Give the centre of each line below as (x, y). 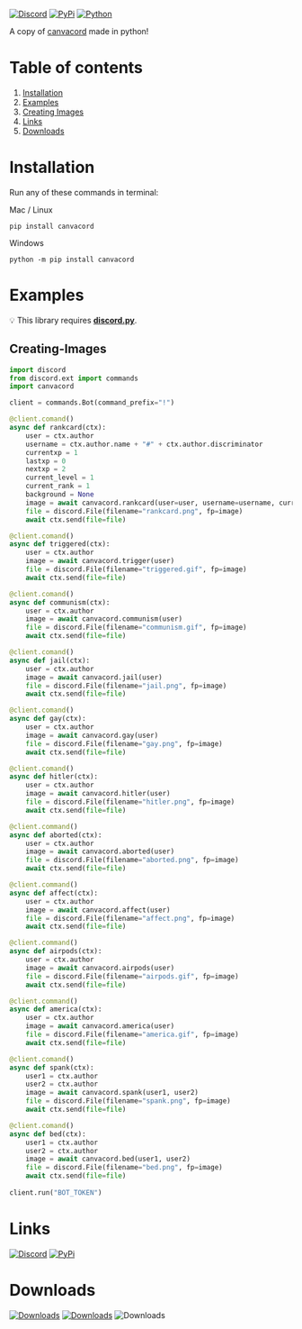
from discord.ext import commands (74, 378)
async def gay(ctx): (48, 719)
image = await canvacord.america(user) (100, 1026)
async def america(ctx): (56, 1009)
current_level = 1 (60, 478)
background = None (60, 495)
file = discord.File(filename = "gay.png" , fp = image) (124, 743)
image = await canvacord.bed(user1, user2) (108, 1159)
